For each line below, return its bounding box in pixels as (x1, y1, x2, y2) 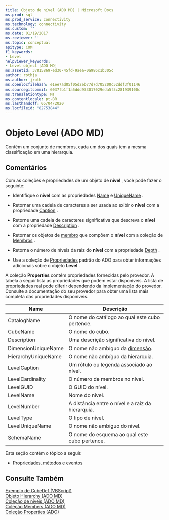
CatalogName (8, 317, 40, 324)
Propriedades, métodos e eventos (12, 460, 83, 466)
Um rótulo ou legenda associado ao (68, 361, 152, 368)
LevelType (8, 414, 33, 421)
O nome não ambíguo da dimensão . (68, 344, 153, 352)
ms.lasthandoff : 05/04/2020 (5, 101, 64, 106)
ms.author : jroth (5, 77, 42, 82)
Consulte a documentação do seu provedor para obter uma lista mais (5, 288, 149, 294)
